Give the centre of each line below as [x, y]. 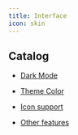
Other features [45, 123]
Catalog [29, 56]
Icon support [41, 107]
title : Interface [38, 16]
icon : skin [27, 23]
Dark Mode [39, 76]
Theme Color [42, 91]
